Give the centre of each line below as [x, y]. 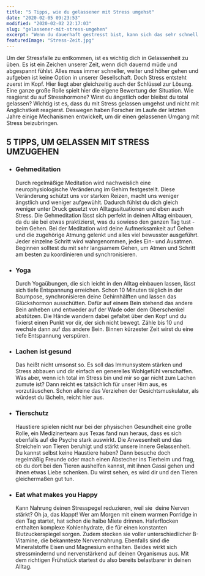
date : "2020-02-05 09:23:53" [43, 18]
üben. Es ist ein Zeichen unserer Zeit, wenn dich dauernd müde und [92, 64]
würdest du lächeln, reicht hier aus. [60, 397]
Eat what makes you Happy [56, 495]
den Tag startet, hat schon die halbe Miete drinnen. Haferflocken [97, 521]
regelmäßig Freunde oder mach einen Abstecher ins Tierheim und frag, [105, 459]
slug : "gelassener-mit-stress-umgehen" [57, 29]
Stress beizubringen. [33, 123]
